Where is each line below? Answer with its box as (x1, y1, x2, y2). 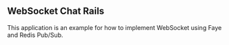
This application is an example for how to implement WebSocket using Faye (7, 23, 222, 31)
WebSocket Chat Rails (7, 5, 105, 17)
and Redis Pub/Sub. (7, 31, 63, 39)
